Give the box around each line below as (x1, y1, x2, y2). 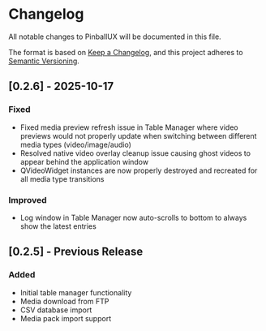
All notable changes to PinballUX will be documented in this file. (8, 32, 221, 41)
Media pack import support (19, 313, 112, 323)
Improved (8, 194, 47, 205)
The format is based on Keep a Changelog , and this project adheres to (8, 47, 243, 57)
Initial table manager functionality (19, 287, 132, 297)
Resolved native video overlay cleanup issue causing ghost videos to (19, 148, 251, 158)
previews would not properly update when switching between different (19, 131, 257, 140)
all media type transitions (19, 174, 105, 183)
